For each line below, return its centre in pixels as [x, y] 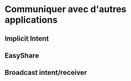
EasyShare [22, 56]
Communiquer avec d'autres [65, 9]
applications [31, 20]
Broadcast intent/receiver [46, 73]
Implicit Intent [27, 38]
